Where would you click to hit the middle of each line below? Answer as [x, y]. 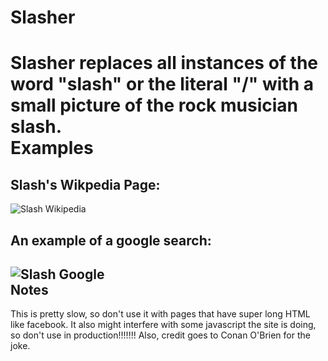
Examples [52, 148]
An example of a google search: [111, 240]
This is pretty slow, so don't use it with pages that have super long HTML [160, 314]
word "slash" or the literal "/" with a [162, 84]
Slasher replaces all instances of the [164, 63]
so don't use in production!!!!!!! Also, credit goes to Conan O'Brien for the [160, 335]
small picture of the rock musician [154, 105]
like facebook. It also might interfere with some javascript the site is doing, [163, 325]
